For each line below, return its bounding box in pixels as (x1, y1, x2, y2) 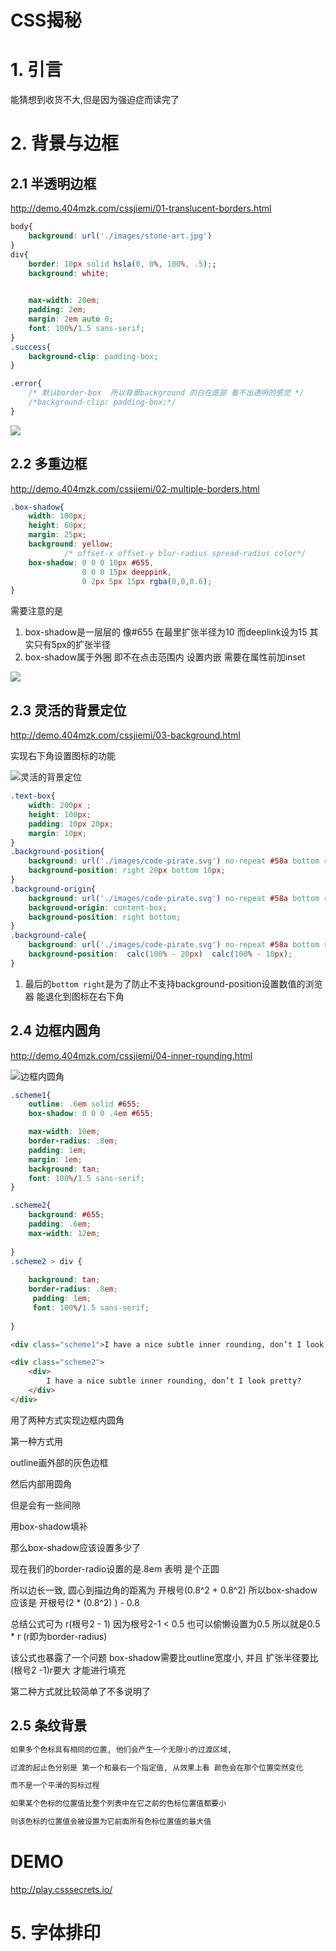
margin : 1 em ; (28, 1154, 83, 1165)
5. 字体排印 (10, 1922, 101, 1945)
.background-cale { (10, 931, 87, 941)
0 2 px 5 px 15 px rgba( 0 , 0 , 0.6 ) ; (81, 576, 213, 586)
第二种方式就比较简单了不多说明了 (10, 1685, 151, 1697)
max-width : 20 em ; (28, 296, 101, 306)
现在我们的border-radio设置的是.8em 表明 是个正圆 (10, 1562, 220, 1575)
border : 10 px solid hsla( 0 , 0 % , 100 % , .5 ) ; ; (28, 259, 217, 269)
